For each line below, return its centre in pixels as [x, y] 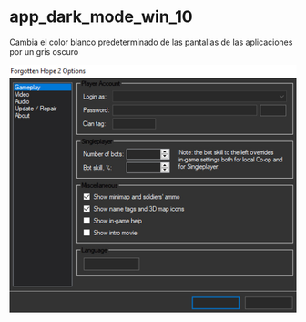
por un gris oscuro [44, 51]
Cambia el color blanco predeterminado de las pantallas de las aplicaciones [151, 42]
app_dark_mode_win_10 [101, 17]
